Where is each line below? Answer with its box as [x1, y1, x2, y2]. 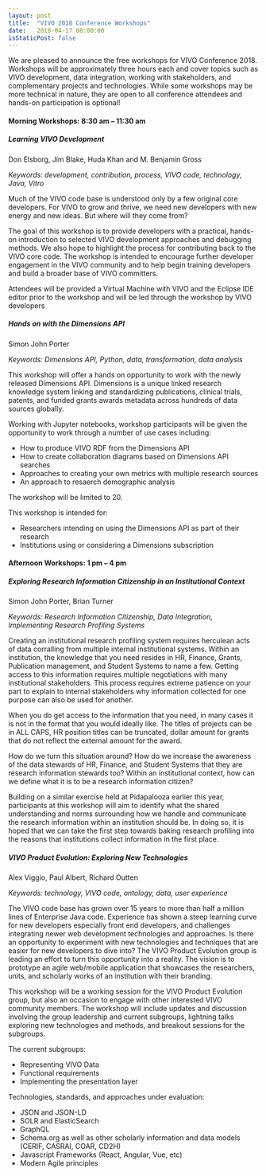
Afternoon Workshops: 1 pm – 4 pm [8, 558, 127, 568]
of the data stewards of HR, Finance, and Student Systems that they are [8, 760, 243, 769]
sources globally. [8, 404, 64, 413]
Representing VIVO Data [19, 1060, 99, 1069]
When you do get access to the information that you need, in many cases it [8, 710, 254, 721]
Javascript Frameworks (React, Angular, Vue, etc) [19, 1150, 183, 1159]
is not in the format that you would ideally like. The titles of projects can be [8, 719, 253, 729]
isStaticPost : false [8, 33, 77, 42]
